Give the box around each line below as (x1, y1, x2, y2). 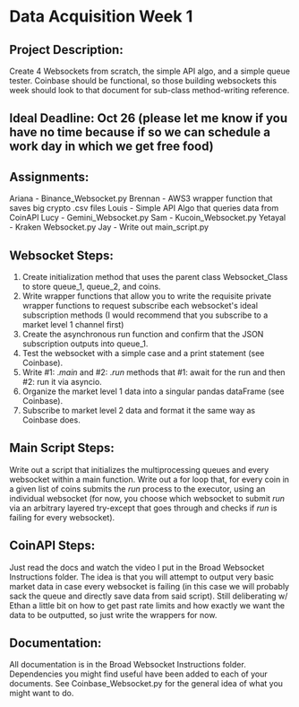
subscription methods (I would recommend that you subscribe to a (21, 310, 269, 320)
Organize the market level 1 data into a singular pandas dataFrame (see (21, 386, 285, 397)
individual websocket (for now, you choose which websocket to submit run (9, 493, 285, 503)
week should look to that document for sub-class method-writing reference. (9, 85, 290, 95)
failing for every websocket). (9, 511, 115, 522)
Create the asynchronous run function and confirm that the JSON (21, 329, 264, 340)
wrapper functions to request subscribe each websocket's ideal (21, 301, 258, 311)
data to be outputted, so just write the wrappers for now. (9, 609, 218, 620)
